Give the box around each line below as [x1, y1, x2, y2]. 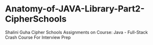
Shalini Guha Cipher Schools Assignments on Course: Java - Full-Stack [5, 29, 148, 35]
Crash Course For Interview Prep [5, 34, 71, 40]
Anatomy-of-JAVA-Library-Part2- [5, 3, 145, 14]
